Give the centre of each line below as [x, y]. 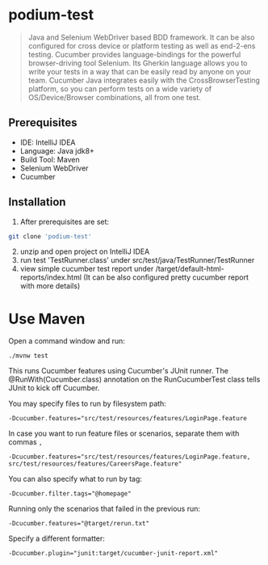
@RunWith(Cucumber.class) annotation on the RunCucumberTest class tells [134, 379]
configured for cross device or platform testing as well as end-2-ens [142, 45]
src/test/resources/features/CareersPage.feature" [95, 464]
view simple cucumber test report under [87, 269]
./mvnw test [28, 356]
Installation [37, 202]
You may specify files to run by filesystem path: [88, 404]
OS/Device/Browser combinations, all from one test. [115, 97]
